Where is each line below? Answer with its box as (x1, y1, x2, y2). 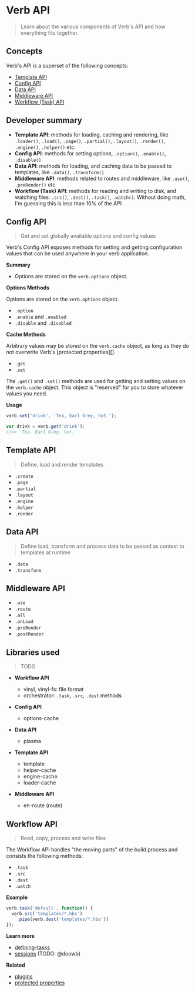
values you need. (6, 390, 48, 397)
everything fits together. (20, 29, 79, 36)
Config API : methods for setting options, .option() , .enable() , (14, 149, 166, 157)
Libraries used (6, 647, 60, 657)
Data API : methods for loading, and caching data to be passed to (14, 162, 172, 169)
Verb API (6, 4, 50, 17)
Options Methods (6, 284, 50, 291)
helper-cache (23, 767, 56, 774)
